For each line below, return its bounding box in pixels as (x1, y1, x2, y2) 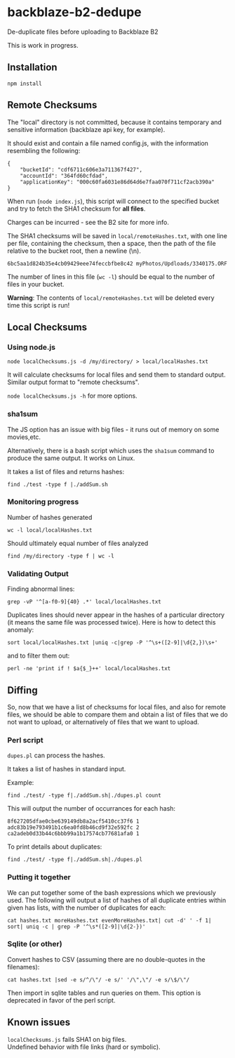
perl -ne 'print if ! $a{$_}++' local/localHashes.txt (7, 665, 171, 672)
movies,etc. (7, 433, 41, 441)
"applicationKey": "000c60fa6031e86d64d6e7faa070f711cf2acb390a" (20, 178, 215, 185)
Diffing (7, 684, 38, 696)
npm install (7, 80, 42, 87)
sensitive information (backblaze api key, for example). (7, 125, 166, 133)
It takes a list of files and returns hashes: (7, 467, 125, 476)
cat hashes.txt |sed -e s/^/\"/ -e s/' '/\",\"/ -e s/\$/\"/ (7, 976, 190, 984)
